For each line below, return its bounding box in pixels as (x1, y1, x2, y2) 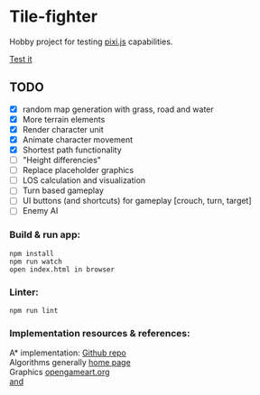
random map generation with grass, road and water (22, 104, 214, 115)
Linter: (9, 286, 39, 299)
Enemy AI (22, 206, 59, 216)
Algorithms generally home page (9, 357, 131, 368)
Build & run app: (9, 228, 81, 241)
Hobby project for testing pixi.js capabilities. (9, 36, 173, 47)
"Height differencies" (22, 155, 102, 166)
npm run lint (9, 307, 59, 316)
